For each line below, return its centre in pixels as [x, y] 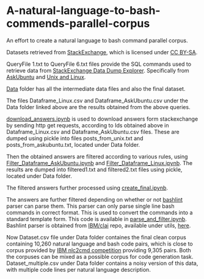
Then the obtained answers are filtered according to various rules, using [97, 157]
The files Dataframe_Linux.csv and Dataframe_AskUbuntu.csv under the [97, 101]
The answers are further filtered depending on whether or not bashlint [95, 199]
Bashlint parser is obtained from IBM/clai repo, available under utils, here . [99, 225]
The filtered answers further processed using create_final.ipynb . [87, 188]
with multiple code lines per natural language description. [78, 269]
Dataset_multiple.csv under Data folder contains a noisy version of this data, [102, 263]
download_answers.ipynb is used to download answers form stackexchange [102, 119]
